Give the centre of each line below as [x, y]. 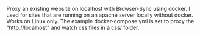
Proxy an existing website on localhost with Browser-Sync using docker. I [98, 9]
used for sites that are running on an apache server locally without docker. [100, 15]
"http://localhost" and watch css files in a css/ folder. [73, 27]
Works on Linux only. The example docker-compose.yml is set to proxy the [100, 21]
